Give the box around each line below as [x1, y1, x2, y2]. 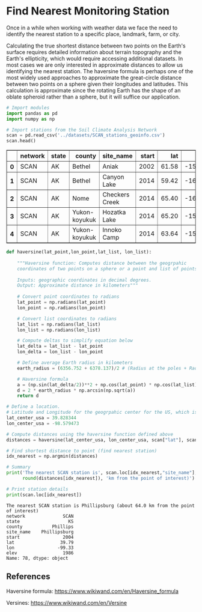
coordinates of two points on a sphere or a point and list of [17, 265, 179, 271]
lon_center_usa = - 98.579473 [6, 420, 79, 426]
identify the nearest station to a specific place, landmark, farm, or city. [6, 30, 180, 37]
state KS [6, 518, 74, 524]
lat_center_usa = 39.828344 [6, 415, 77, 421]
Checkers [102, 190, 130, 199]
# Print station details [6, 486, 69, 492]
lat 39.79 [6, 539, 74, 545]
